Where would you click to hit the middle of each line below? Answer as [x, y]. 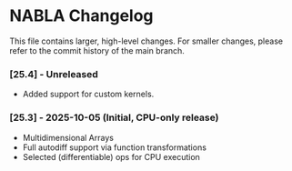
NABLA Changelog [81, 16]
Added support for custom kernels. [88, 94]
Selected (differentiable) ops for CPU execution [111, 156]
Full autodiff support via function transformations [115, 147]
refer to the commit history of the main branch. [97, 50]
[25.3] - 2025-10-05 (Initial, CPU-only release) [114, 117]
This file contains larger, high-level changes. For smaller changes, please [146, 41]
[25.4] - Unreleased [54, 74]
